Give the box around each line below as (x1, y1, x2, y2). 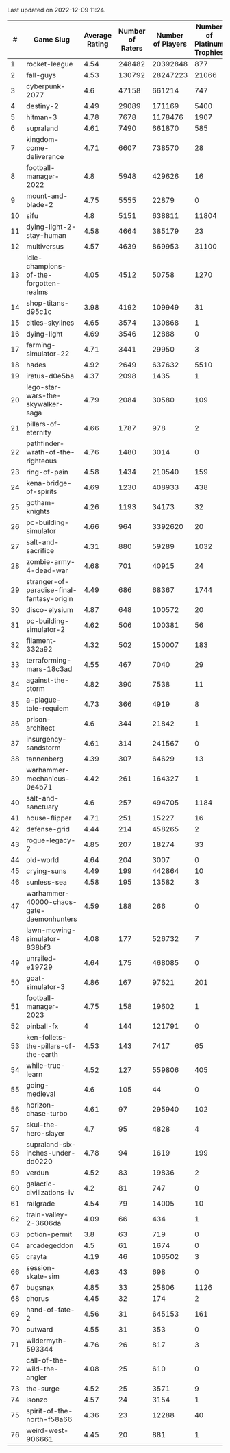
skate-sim (26, 1271, 60, 1281)
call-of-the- (26, 1356, 68, 1365)
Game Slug (33, 35, 71, 44)
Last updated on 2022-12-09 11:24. (7, 6, 106, 14)
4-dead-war (26, 565, 68, 575)
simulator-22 (26, 349, 70, 358)
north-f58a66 (26, 1415, 73, 1424)
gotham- (26, 498, 56, 507)
